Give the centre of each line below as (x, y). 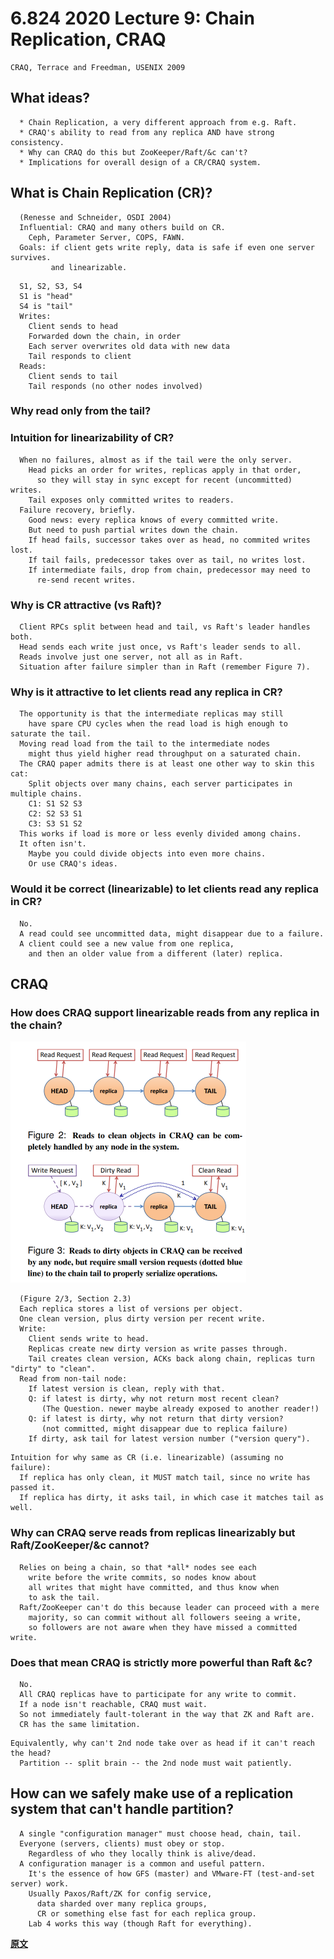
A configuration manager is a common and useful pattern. (143, 1863)
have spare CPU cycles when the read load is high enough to (158, 724)
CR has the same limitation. (80, 1724)
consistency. (37, 142)
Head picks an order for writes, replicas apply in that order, (165, 470)
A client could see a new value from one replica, (127, 943)
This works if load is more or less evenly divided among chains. (160, 834)
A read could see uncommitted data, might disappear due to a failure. (172, 933)
